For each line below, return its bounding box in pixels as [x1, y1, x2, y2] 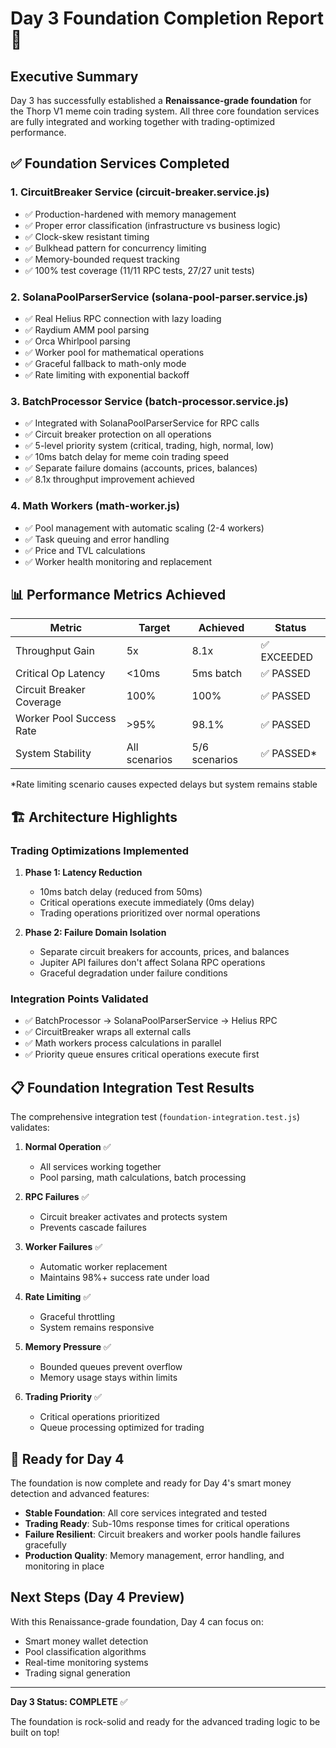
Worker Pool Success [15, 712, 117, 726]
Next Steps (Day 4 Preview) [10, 1589, 185, 1606]
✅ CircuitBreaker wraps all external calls [24, 1026, 192, 1038]
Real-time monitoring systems [24, 1656, 149, 1668]
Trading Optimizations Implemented [10, 843, 190, 857]
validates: [10, 1122, 50, 1134]
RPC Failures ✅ [24, 1191, 90, 1203]
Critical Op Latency [15, 667, 106, 681]
